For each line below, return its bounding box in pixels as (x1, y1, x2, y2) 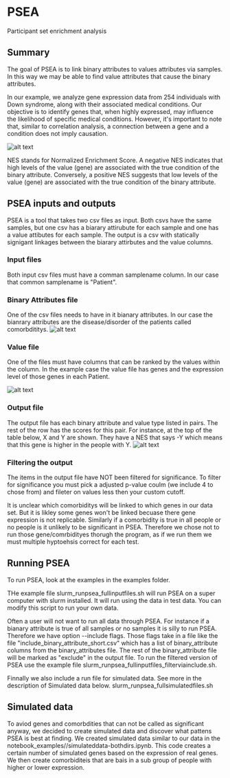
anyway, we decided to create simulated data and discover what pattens (7, 726, 212, 735)
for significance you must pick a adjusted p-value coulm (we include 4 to (7, 481, 214, 489)
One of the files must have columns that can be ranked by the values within (7, 358, 220, 366)
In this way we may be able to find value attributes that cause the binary (7, 72, 211, 80)
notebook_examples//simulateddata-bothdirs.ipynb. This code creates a (7, 741, 211, 749)
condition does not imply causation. (7, 129, 108, 137)
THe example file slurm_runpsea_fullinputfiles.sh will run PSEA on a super (7, 588, 216, 597)
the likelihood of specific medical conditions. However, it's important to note (7, 115, 222, 123)
